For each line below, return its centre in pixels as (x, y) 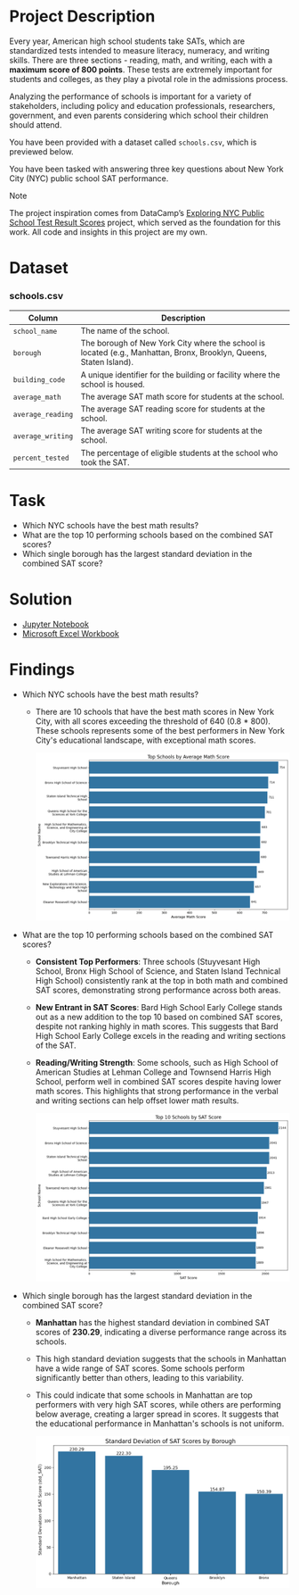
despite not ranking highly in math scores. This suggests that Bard (157, 1026)
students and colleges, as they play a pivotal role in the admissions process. (149, 79)
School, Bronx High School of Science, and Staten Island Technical (158, 971)
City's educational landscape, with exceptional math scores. (145, 740)
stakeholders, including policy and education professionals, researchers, (142, 105)
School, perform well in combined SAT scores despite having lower (158, 1082)
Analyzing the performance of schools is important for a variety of (130, 96)
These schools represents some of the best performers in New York (160, 730)
